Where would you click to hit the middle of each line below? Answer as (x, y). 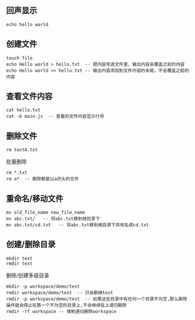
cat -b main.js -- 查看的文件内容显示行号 (55, 117)
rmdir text (19, 263)
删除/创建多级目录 (28, 275)
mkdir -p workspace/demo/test (43, 286)
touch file (19, 58)
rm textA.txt (22, 150)
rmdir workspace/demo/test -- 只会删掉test (60, 293)
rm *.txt (17, 173)
